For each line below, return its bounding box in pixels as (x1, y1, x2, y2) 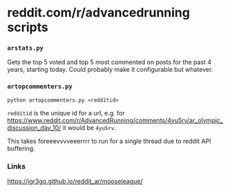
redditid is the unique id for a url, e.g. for (7, 108, 126, 117)
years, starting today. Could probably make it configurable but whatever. (7, 66, 213, 74)
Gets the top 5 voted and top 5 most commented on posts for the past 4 (7, 58, 212, 66)
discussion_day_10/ (7, 123, 61, 132)
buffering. (7, 144, 36, 153)
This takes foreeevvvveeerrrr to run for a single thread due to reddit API (7, 137, 211, 145)
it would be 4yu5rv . (62, 123, 116, 132)
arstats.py (7, 44, 44, 52)
